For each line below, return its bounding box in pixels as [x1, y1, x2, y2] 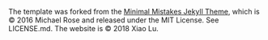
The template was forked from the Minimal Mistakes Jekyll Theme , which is [8, 7, 261, 16]
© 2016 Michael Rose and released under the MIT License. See [8, 15, 219, 25]
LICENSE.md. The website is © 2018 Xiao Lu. [8, 24, 160, 33]
